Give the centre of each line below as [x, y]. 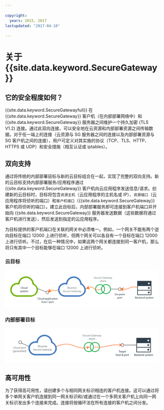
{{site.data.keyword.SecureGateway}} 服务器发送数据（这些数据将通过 [85, 213]
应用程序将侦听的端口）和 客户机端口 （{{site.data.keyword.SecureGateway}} [80, 201]
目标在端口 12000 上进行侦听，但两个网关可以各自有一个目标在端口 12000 [83, 235]
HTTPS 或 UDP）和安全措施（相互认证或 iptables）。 [57, 147]
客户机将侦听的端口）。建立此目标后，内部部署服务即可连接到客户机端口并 [79, 206]
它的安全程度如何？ [34, 97]
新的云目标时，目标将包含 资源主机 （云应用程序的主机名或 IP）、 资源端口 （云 [83, 194]
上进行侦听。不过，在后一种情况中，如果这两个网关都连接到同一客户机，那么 [82, 241]
